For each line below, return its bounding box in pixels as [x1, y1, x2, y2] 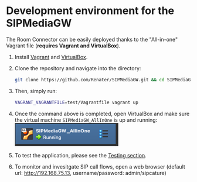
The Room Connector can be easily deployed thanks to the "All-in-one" [6, 36, 178, 43]
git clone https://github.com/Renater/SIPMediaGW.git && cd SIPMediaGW [14, 77, 193, 83]
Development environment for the [6, 4, 175, 18]
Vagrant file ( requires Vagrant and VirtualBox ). [6, 42, 121, 49]
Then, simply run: [14, 87, 57, 94]
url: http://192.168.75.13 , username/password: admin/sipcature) [14, 169, 167, 176]
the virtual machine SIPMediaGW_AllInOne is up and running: [14, 116, 158, 123]
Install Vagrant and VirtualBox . [14, 53, 88, 60]
